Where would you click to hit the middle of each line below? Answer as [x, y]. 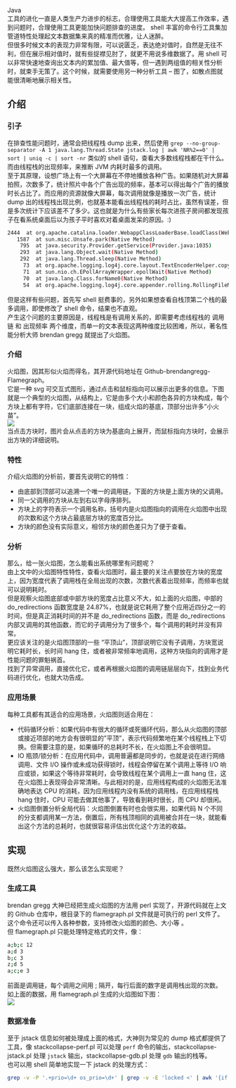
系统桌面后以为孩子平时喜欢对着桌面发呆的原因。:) [99, 219]
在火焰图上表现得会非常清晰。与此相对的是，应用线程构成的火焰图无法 [119, 782]
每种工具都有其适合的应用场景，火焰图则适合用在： [81, 714]
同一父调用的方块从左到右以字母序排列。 [76, 500]
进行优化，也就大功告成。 [50, 678]
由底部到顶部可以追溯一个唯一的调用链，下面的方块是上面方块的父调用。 [122, 491]
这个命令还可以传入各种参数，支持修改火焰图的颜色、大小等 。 [97, 923]
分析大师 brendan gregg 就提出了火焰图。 [73, 334]
